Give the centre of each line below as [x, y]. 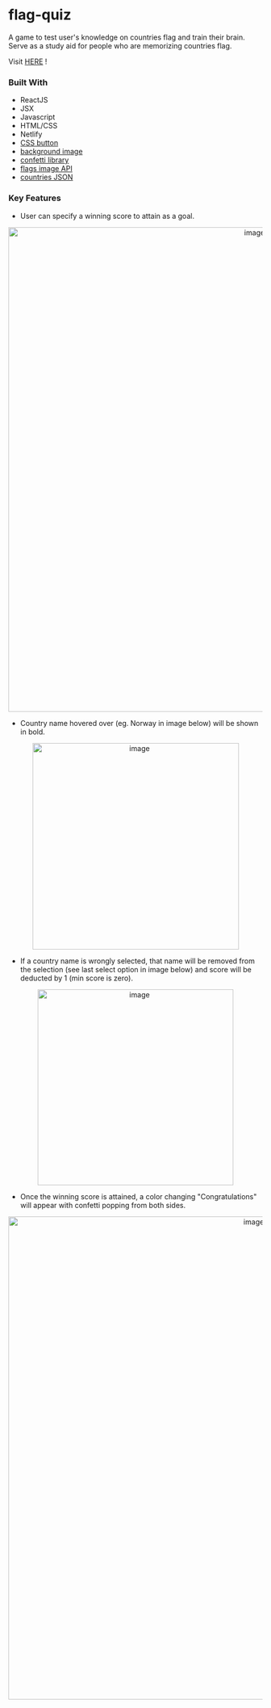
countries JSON [46, 177]
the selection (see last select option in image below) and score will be [135, 969]
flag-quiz [40, 15]
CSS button [39, 143]
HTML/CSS [39, 126]
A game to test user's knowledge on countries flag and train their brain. [127, 37]
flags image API [46, 169]
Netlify [31, 134]
